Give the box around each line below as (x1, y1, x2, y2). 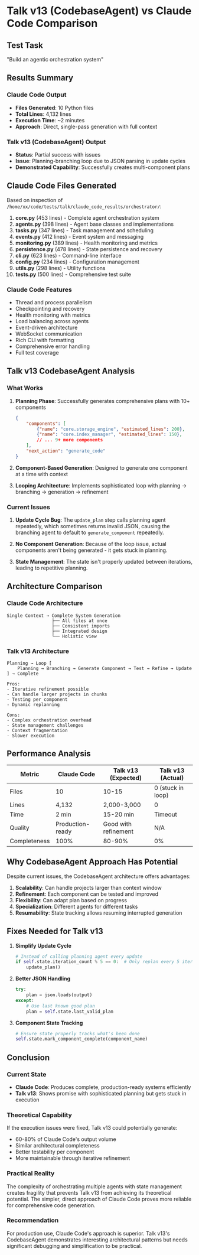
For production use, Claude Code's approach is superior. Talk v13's (6, 1230, 170, 1237)
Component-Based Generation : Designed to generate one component (15, 464, 188, 471)
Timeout (154, 810, 178, 818)
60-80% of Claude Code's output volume (15, 1136, 117, 1143)
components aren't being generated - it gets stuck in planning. (15, 547, 168, 554)
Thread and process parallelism (15, 299, 93, 306)
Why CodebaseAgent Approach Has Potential (6, 857, 178, 867)
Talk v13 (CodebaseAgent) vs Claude (6, 4, 192, 18)
